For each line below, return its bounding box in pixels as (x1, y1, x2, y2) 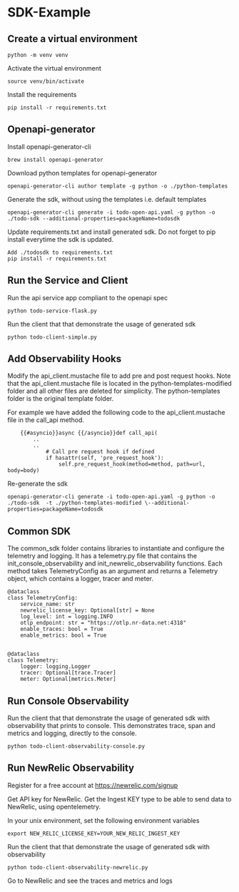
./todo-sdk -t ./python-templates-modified (7, 500, 142, 507)
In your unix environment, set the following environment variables (7, 816, 200, 824)
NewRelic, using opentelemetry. (7, 802, 101, 811)
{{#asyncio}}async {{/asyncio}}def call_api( (20, 429, 158, 437)
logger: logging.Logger (20, 663, 91, 670)
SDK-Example (7, 4, 91, 21)
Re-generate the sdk (7, 479, 68, 488)
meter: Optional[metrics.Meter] (20, 675, 116, 683)
